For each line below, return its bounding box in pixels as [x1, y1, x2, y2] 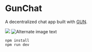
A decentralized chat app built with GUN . [5, 19, 88, 25]
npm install [5, 38, 29, 43]
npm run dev [5, 42, 29, 47]
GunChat [5, 3, 43, 14]
